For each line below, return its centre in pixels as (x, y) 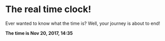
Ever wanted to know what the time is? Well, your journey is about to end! (83, 23)
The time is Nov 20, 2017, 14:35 (39, 33)
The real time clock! (48, 9)
